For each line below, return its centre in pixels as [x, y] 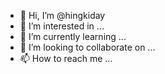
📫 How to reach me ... [66, 58]
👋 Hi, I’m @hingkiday [62, 15]
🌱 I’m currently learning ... [73, 36]
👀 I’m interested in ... [62, 26]
